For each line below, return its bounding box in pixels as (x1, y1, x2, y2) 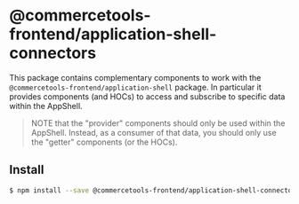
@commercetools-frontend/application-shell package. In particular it (9, 82, 262, 92)
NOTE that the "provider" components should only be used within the (30, 117, 286, 129)
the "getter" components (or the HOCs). (30, 137, 178, 147)
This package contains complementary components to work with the (9, 72, 262, 82)
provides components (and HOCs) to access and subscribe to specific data (9, 90, 286, 102)
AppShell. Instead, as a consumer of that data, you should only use (30, 127, 278, 137)
